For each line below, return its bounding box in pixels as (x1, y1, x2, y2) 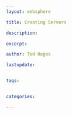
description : (6, 30, 38, 36)
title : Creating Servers (6, 19, 67, 25)
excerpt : (6, 41, 28, 47)
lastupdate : (6, 62, 35, 68)
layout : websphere (6, 8, 51, 15)
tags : (6, 78, 19, 84)
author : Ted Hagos (6, 51, 51, 57)
